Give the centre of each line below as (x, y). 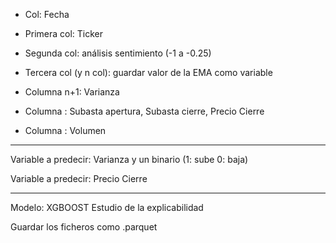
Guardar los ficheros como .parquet (84, 227)
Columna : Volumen (65, 130)
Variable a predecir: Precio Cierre (79, 178)
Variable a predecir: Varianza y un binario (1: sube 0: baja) (129, 159)
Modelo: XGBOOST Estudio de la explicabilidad (107, 207)
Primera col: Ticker (64, 33)
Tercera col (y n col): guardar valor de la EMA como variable (148, 72)
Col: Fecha (47, 14)
